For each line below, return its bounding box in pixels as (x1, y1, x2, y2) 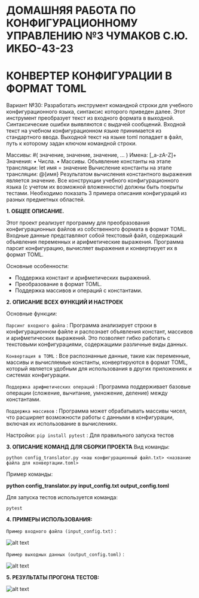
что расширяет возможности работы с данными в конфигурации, (6, 414, 174, 421)
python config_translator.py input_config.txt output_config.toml (6, 482, 169, 490)
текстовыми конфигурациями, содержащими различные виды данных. (6, 341, 188, 348)
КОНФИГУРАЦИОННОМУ (6, 16, 139, 30)
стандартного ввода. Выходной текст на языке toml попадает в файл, (6, 133, 183, 141)
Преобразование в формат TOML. (14, 281, 102, 288)
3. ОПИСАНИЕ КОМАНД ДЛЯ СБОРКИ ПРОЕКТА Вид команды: (6, 444, 170, 451)
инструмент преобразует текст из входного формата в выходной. (6, 114, 174, 122)
